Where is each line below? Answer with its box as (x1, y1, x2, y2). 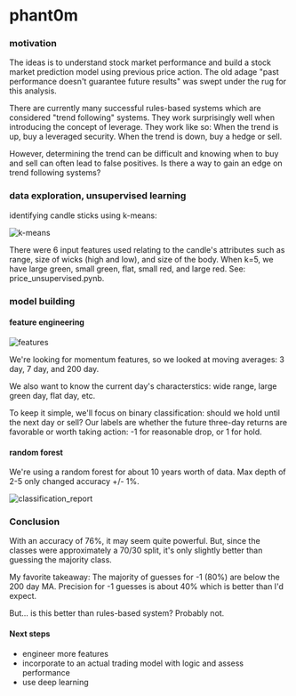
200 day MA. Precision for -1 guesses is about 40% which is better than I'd (9, 581, 284, 592)
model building (9, 295, 76, 307)
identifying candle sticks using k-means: (9, 210, 157, 221)
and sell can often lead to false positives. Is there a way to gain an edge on (9, 158, 283, 169)
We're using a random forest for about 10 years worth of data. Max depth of (9, 466, 286, 477)
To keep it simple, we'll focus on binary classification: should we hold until (9, 407, 280, 418)
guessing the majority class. (9, 554, 113, 565)
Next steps (9, 628, 51, 639)
